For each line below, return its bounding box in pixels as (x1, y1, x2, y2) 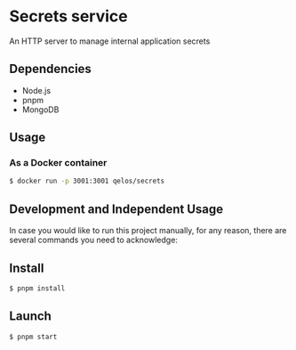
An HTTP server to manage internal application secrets (9, 36, 211, 46)
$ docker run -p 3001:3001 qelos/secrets (9, 176, 165, 186)
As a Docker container (9, 157, 108, 169)
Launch (9, 309, 52, 324)
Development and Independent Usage (9, 201, 224, 216)
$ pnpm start (9, 332, 58, 341)
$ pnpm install (9, 283, 66, 293)
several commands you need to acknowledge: (9, 234, 178, 246)
